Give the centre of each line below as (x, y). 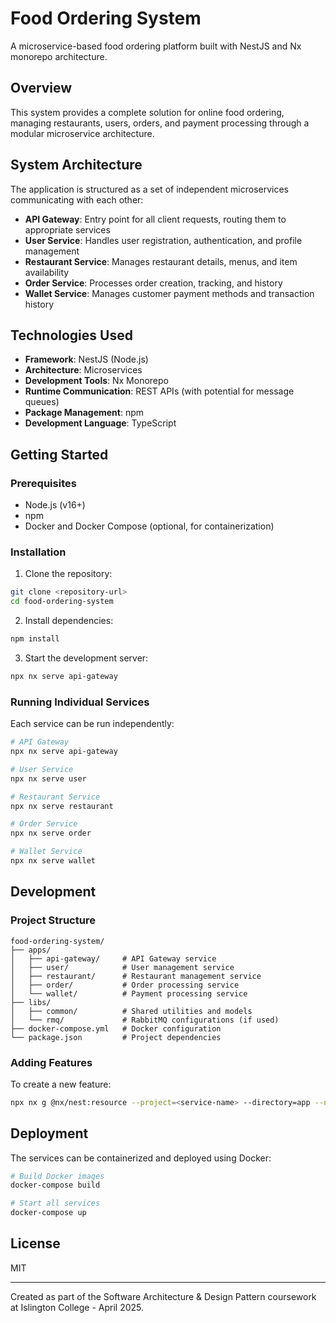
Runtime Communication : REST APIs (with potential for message (159, 391)
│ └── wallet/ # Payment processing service (129, 993)
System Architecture (76, 165)
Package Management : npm (84, 413)
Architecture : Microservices (83, 370)
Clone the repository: (68, 574)
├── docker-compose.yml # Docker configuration (116, 1028)
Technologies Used (71, 335)
